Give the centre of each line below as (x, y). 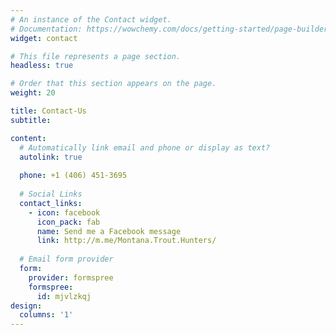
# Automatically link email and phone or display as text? (145, 147)
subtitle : (31, 120)
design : (26, 306)
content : (28, 138)
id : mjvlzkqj (64, 296)
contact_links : (51, 203)
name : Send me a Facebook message (109, 231)
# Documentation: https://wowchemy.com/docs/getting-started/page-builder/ (171, 29)
